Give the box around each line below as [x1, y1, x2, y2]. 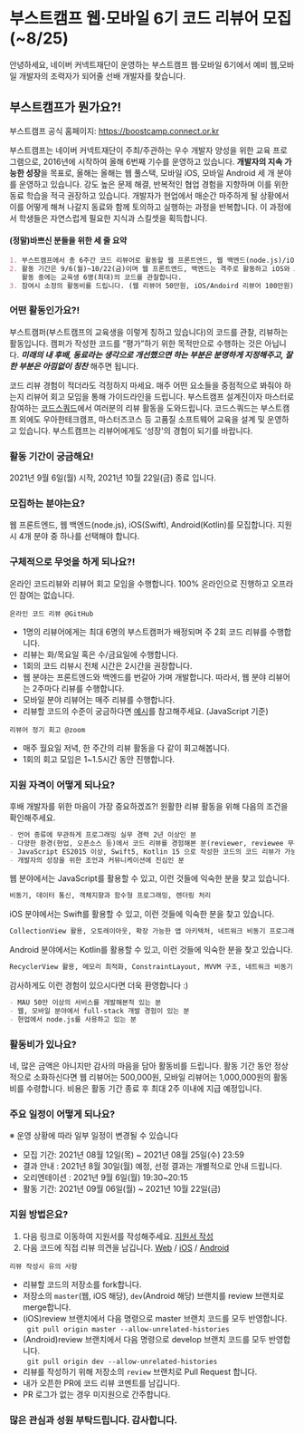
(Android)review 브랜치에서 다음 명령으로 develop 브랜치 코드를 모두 [22, 1333, 267, 1344]
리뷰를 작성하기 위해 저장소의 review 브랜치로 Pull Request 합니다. [22, 1366, 258, 1377]
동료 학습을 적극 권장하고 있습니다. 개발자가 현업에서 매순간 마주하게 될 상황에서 [9, 189, 290, 200]
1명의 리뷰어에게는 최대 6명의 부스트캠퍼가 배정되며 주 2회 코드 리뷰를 [22, 626, 268, 637]
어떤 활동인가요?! [9, 305, 80, 317]
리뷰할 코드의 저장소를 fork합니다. [22, 1279, 142, 1290]
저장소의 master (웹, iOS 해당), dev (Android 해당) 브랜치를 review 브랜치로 [22, 1290, 285, 1301]
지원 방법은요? [9, 1208, 69, 1221]
